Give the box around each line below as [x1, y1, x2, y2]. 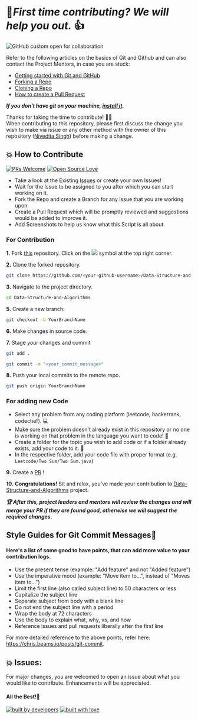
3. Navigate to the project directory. [6, 283, 93, 290]
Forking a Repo [14, 78, 52, 85]
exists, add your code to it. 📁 [14, 445, 84, 452]
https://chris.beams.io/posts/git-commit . [6, 640, 105, 647]
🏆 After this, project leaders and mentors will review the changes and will [6, 498, 192, 505]
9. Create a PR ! [6, 468, 44, 475]
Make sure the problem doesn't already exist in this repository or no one [14, 426, 190, 433]
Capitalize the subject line [14, 591, 78, 598]
